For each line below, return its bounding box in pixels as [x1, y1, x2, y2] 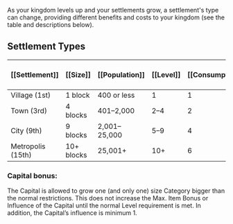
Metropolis [10, 141, 46, 151]
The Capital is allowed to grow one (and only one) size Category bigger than [7, 187, 225, 195]
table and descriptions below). [7, 21, 94, 28]
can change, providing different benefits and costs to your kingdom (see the [7, 13, 225, 21]
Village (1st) [10, 90, 51, 100]
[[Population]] [97, 69, 146, 79]
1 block [65, 90, 90, 100]
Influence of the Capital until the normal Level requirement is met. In [7, 201, 201, 210]
